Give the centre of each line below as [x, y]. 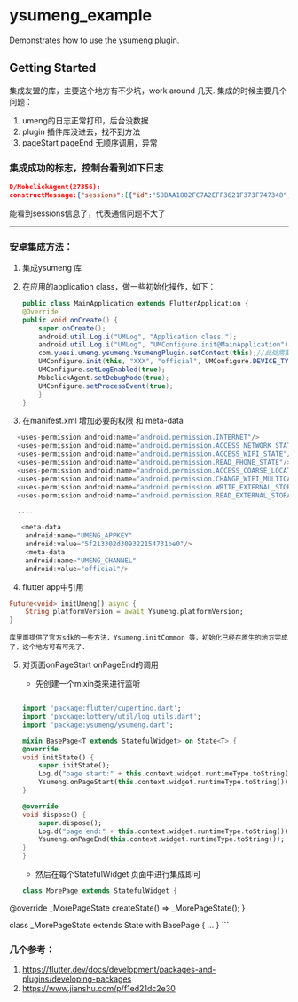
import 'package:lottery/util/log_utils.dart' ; [111, 717]
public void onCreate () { [70, 320]
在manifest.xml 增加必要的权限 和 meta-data [102, 421]
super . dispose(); [70, 823]
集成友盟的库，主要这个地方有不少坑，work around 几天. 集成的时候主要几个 [149, 91]
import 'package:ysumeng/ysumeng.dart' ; [98, 725]
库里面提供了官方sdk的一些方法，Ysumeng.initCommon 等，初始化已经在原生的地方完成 [149, 638]
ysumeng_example [81, 16]
